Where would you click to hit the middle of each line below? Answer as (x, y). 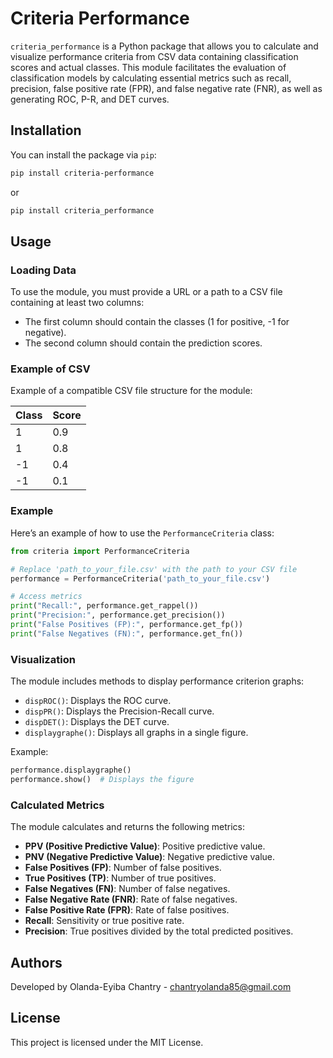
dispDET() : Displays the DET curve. (97, 722)
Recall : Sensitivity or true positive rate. (104, 921)
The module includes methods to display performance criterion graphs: (157, 681)
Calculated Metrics (57, 805)
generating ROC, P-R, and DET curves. (90, 99)
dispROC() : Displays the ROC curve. (98, 701)
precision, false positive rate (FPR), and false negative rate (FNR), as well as (166, 88)
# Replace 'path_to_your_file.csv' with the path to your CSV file (154, 569)
